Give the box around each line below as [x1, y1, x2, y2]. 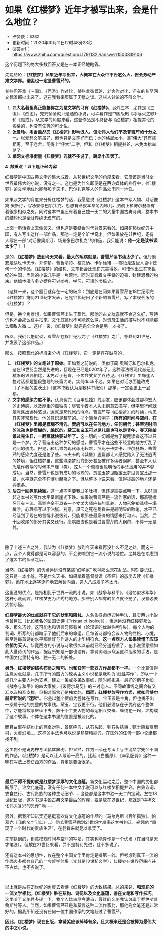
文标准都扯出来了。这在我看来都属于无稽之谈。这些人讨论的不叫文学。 [5, 94, 146, 100]
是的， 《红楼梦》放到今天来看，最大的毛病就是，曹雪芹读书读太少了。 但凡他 [5, 254, 156, 260]
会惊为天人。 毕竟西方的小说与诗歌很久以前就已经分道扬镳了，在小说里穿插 [5, 642, 154, 648]
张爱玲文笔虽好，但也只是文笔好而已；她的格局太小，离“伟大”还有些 [20, 135, 157, 141]
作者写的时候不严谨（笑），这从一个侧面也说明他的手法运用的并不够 [20, 464, 155, 469]
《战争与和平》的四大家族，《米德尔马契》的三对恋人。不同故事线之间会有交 [5, 683, 156, 689]
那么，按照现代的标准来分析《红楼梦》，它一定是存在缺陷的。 [5, 350, 126, 355]
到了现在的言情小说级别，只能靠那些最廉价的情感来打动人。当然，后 [20, 512, 157, 518]
